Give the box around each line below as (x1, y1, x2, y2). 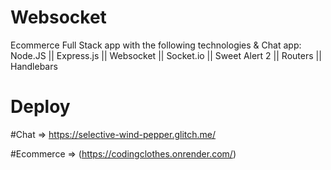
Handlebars (10, 60, 58, 72)
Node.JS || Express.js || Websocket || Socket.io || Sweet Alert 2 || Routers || (10, 49, 322, 61)
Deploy (10, 96, 71, 118)
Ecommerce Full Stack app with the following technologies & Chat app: (10, 39, 302, 51)
